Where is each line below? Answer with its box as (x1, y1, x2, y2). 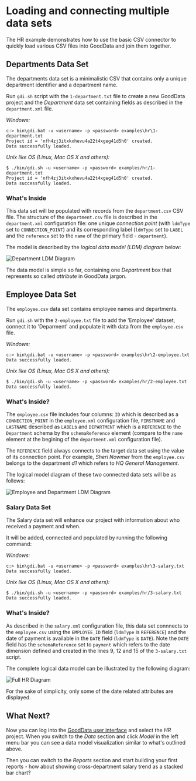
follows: (6, 477, 25, 484)
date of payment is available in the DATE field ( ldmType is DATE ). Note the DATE (6, 635, 189, 642)
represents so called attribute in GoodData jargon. (6, 273, 127, 280)
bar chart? (6, 769, 31, 776)
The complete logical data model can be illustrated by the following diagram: (6, 665, 191, 672)
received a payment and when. (6, 523, 81, 530)
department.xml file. (6, 105, 54, 112)
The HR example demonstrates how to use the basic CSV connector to (6, 36, 177, 43)
